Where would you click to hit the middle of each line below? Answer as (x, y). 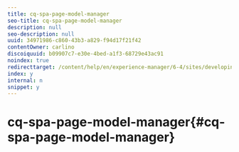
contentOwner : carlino (41, 47)
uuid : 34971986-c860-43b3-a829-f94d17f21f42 (74, 41)
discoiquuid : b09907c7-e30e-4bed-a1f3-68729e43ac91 (85, 54)
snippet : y (23, 87)
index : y (20, 74)
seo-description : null (41, 34)
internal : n (25, 80)
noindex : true (28, 61)
